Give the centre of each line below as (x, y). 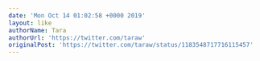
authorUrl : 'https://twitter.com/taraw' (77, 38)
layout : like (30, 23)
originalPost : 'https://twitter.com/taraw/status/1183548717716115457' (131, 45)
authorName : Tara (37, 30)
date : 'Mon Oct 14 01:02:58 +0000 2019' (77, 15)
